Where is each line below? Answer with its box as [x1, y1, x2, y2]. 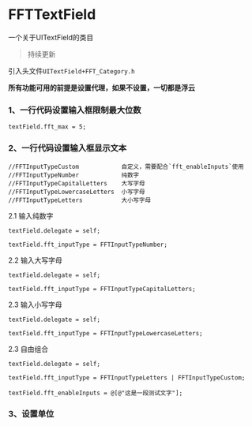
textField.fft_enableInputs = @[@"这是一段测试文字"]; [8, 389, 183, 397]
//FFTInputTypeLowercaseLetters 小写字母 [8, 188, 145, 196]
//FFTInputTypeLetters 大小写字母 [8, 196, 152, 204]
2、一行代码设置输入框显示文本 [8, 143, 127, 154]
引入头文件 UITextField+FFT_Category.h [8, 65, 136, 76]
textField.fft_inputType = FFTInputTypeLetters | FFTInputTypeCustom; [8, 373, 246, 382]
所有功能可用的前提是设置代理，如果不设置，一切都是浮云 [8, 83, 195, 92]
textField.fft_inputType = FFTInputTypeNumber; [8, 241, 168, 248]
